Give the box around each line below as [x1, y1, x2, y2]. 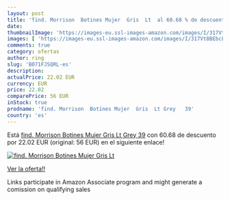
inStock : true [7, 99, 48, 106]
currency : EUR [7, 80, 48, 87]
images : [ [7, 36, 36, 42]
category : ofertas [7, 49, 60, 55]
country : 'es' [7, 112, 48, 118]
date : [7, 23, 23, 29]
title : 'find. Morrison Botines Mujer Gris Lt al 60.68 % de [7, 16, 197, 23]
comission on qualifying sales [7, 185, 91, 193]
